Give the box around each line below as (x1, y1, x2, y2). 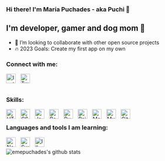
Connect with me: (6, 60, 58, 68)
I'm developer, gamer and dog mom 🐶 (6, 23, 146, 33)
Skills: (6, 95, 25, 104)
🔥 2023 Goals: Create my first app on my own (14, 45, 126, 52)
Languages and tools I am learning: (6, 124, 109, 132)
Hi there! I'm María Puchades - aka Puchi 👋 (6, 5, 130, 13)
